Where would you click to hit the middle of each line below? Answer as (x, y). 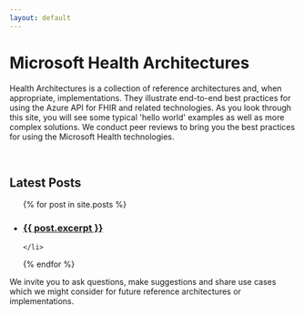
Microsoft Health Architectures (130, 62)
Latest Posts (46, 183)
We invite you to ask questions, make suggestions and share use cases (143, 281)
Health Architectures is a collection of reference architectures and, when (146, 88)
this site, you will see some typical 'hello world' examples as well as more (147, 117)
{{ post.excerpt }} (63, 229)
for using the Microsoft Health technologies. (92, 137)
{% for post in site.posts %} (75, 205)
